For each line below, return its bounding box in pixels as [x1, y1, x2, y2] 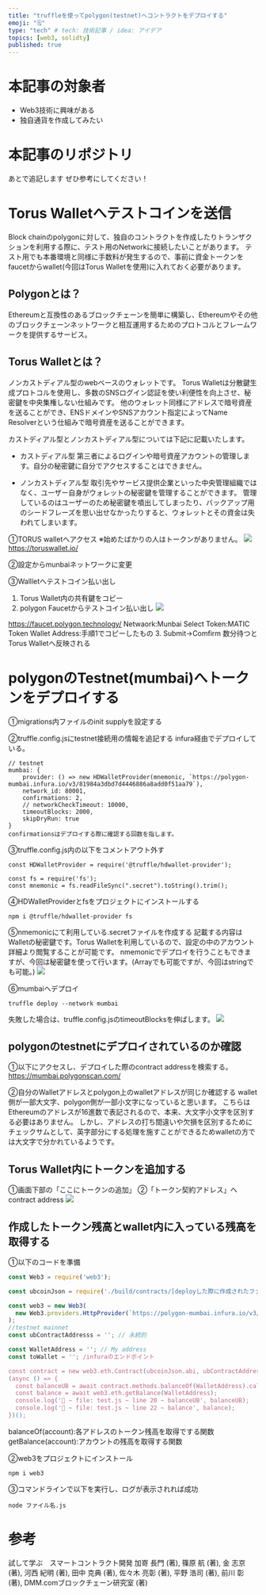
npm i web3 [8, 1469, 44, 1477]
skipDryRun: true [22, 814, 80, 823]
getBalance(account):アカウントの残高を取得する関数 [8, 1436, 183, 1446]
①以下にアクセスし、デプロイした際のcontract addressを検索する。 [8, 1062, 233, 1072]
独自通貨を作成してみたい [19, 116, 104, 125]
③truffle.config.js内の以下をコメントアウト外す [8, 845, 165, 855]
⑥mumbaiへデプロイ [8, 984, 79, 993]
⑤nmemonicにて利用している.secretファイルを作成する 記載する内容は [8, 927, 243, 936]
